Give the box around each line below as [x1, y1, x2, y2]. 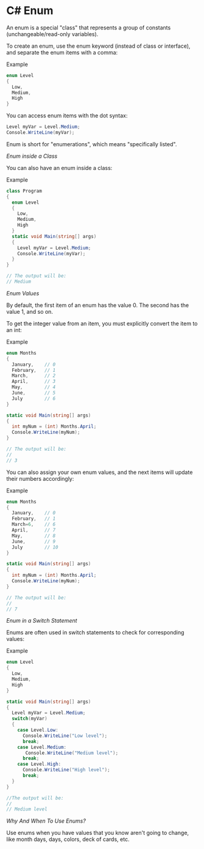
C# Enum [6, 4, 54, 18]
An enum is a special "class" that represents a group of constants [6, 24, 171, 31]
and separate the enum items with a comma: [6, 48, 118, 56]
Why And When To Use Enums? [6, 817, 86, 825]
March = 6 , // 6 [12, 521, 56, 528]
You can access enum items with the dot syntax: [6, 112, 128, 119]
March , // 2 [12, 373, 56, 379]
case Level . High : [17, 761, 62, 768]
